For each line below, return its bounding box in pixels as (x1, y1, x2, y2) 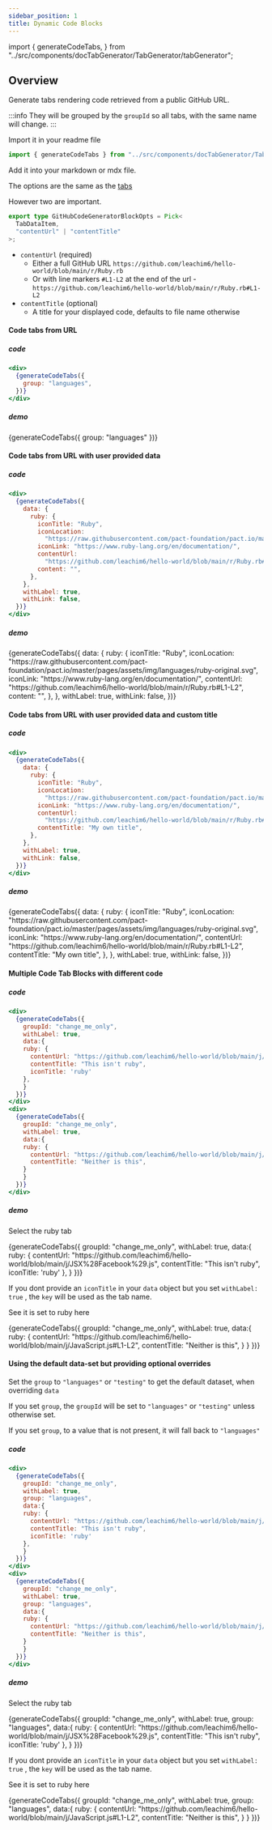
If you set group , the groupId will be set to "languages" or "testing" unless (8, 1402, 255, 1411)
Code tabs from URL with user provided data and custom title (8, 709, 219, 719)
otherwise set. (8, 1410, 57, 1419)
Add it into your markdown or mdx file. (8, 165, 137, 175)
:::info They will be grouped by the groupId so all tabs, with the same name (8, 111, 257, 121)
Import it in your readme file (8, 135, 101, 145)
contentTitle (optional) (19, 298, 99, 308)
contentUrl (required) (19, 249, 92, 259)
